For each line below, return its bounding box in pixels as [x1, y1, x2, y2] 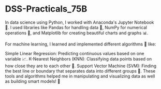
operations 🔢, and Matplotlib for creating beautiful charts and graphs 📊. [5, 30, 148, 36]
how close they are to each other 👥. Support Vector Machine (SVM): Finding [5, 63, 157, 69]
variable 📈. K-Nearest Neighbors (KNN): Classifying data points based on [5, 56, 152, 61]
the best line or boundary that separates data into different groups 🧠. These [5, 68, 156, 74]
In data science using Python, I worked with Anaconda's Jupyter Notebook [5, 19, 154, 25]
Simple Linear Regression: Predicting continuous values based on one [5, 50, 145, 56]
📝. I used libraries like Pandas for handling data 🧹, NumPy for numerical [5, 24, 147, 30]
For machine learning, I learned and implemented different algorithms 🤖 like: [5, 41, 156, 47]
